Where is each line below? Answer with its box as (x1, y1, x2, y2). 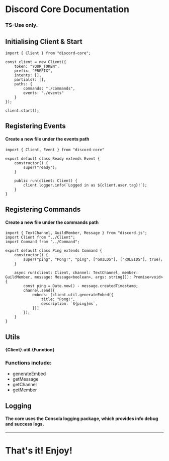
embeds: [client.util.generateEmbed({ (32, 292, 114, 298)
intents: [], (14, 72, 42, 78)
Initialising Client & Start (5, 37, 83, 46)
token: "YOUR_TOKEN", (14, 64, 59, 69)
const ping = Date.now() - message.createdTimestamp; (23, 284, 138, 289)
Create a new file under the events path (5, 135, 90, 142)
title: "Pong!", (41, 297, 75, 302)
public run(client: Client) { (14, 178, 78, 183)
